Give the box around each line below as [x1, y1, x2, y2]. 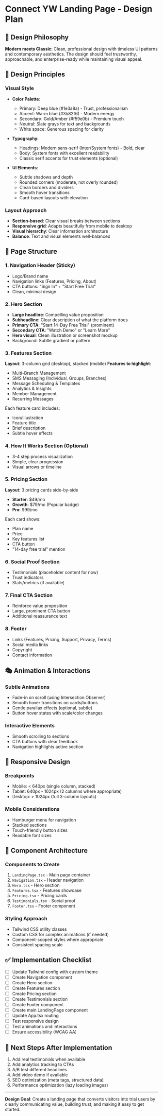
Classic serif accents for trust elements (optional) [19, 155, 118, 161]
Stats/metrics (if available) [12, 580, 65, 586]
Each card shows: [5, 516, 41, 522]
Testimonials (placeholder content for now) [12, 570, 98, 575]
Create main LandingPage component [12, 1007, 88, 1013]
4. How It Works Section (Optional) [5, 442, 89, 449]
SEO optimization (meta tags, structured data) [12, 1077, 104, 1083]
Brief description [12, 425, 46, 431]
